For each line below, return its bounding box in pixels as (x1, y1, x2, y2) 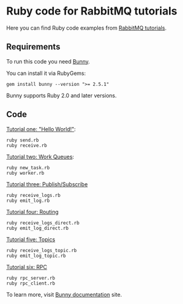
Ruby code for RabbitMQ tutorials (6, 4, 178, 18)
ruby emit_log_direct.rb (6, 225, 69, 231)
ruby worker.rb (6, 170, 45, 176)
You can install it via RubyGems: (6, 70, 86, 77)
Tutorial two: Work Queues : (6, 153, 74, 160)
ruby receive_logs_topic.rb (6, 247, 77, 253)
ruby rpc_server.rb (6, 275, 56, 281)
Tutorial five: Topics (6, 236, 56, 243)
